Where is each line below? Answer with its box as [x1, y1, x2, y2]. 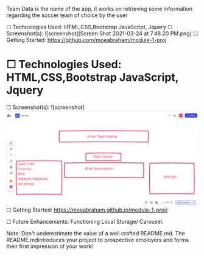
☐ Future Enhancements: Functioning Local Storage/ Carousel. [6, 218, 164, 225]
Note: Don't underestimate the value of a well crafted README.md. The [6, 229, 185, 237]
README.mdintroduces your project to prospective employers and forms [6, 236, 189, 243]
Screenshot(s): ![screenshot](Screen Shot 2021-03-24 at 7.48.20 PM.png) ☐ [6, 30, 199, 37]
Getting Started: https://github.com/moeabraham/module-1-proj [6, 36, 167, 43]
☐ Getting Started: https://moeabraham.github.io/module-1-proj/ [6, 206, 168, 213]
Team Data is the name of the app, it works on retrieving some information [6, 5, 193, 12]
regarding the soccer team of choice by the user [6, 12, 128, 19]
